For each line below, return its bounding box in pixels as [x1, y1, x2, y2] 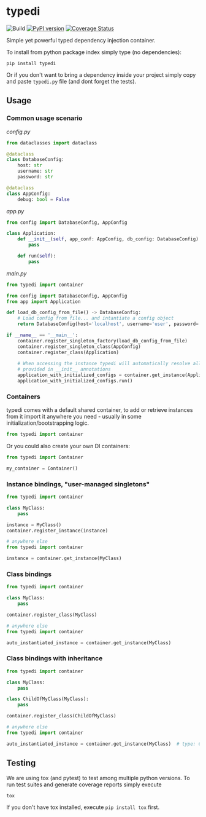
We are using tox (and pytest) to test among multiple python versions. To [6, 774, 190, 781]
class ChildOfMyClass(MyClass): [6, 696, 89, 702]
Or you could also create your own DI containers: [6, 443, 131, 450]
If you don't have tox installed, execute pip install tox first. [6, 803, 160, 811]
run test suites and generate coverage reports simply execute [6, 781, 162, 788]
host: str [17, 162, 43, 168]
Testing [6, 758, 36, 768]
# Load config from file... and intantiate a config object [17, 315, 174, 322]
